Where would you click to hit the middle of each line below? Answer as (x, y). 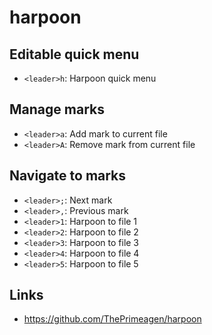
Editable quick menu (74, 54)
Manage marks (57, 109)
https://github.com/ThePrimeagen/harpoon (112, 319)
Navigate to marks (68, 176)
